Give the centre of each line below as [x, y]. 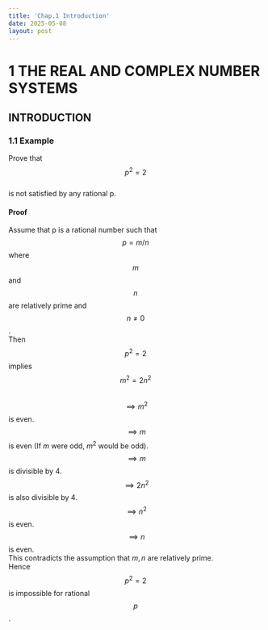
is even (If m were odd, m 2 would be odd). [79, 445]
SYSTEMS [43, 88]
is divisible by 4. [35, 471]
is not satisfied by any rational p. [63, 193]
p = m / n [136, 242]
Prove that [25, 158]
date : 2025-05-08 [38, 23]
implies [20, 366]
